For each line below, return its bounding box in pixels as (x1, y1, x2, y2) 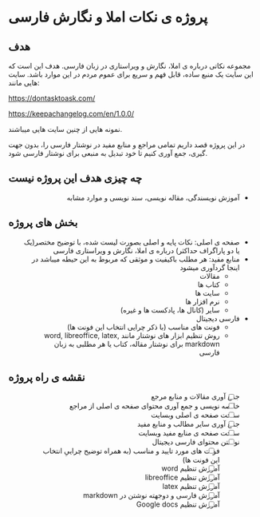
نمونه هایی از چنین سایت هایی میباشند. (8, 125, 123, 133)
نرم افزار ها (185, 296, 220, 306)
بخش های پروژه (8, 216, 78, 229)
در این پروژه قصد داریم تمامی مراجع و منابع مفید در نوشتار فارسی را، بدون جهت (8, 140, 246, 149)
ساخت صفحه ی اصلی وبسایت (151, 410, 241, 420)
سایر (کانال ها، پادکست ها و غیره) (120, 304, 220, 315)
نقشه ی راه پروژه (8, 371, 85, 384)
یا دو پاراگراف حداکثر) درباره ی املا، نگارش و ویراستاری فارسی (53, 245, 240, 255)
